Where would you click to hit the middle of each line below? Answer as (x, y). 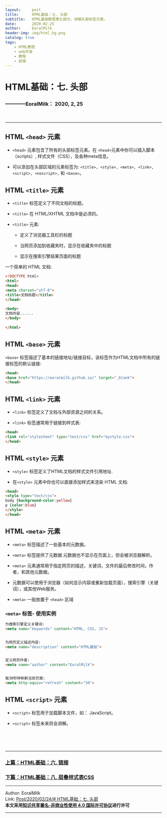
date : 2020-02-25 (30, 24)
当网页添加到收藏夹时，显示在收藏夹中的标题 (66, 246)
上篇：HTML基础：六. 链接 (37, 763)
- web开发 (24, 51)
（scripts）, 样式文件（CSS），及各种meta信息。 (62, 156)
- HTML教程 (25, 47)
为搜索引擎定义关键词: (25, 624)
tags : (11, 42)
